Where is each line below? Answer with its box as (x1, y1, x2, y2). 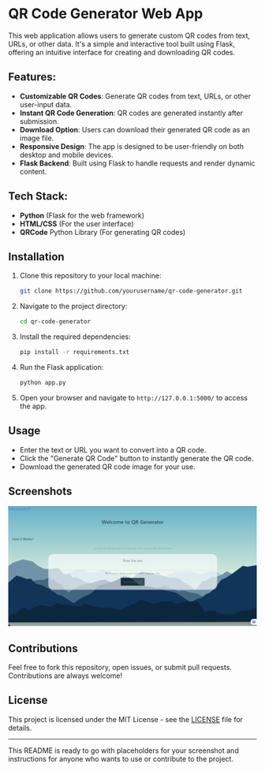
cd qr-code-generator (19, 318, 91, 326)
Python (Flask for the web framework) (19, 210, 144, 220)
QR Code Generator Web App (8, 5, 203, 23)
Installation (8, 250, 65, 263)
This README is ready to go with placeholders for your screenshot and (8, 746, 239, 755)
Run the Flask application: (19, 363, 104, 371)
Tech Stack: (8, 190, 69, 203)
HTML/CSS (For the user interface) (19, 218, 134, 229)
